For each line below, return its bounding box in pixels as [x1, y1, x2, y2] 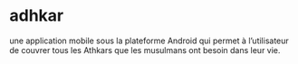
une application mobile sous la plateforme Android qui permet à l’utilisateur [9, 35, 290, 46]
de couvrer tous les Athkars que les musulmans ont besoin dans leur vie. [9, 44, 281, 55]
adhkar [9, 5, 64, 26]
